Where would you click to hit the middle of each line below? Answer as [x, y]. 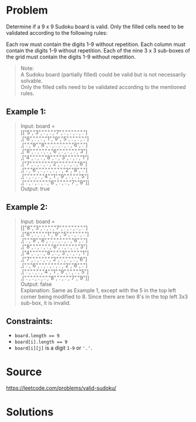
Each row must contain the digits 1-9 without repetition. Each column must [96, 44]
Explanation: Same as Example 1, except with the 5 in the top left [98, 290]
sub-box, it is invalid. [45, 303]
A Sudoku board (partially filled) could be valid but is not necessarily [103, 74]
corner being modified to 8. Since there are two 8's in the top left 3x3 [104, 296]
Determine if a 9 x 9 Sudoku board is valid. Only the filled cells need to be [95, 27]
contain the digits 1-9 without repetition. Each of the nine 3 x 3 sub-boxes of [98, 50]
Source [24, 372]
